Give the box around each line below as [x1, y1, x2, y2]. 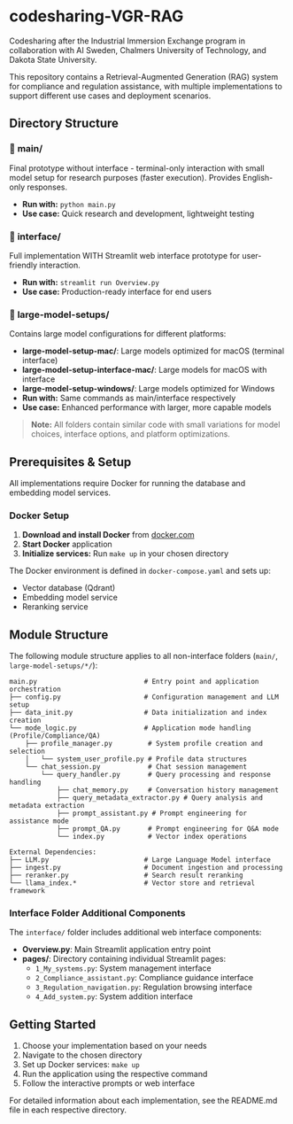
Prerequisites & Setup [9, 454, 132, 469]
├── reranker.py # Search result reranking [9, 871, 243, 880]
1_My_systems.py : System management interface [35, 963, 212, 973]
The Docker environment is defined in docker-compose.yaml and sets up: [9, 565, 272, 577]
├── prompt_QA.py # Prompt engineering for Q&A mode [56, 825, 279, 833]
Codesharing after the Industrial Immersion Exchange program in [9, 35, 246, 46]
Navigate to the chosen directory [21, 1050, 143, 1060]
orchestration [9, 685, 62, 694]
